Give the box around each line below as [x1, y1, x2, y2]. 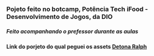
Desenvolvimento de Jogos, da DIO [6, 12, 113, 21]
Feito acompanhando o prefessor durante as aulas [6, 27, 139, 35]
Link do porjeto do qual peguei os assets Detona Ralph [6, 43, 147, 50]
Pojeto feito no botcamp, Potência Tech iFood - [6, 5, 148, 13]
